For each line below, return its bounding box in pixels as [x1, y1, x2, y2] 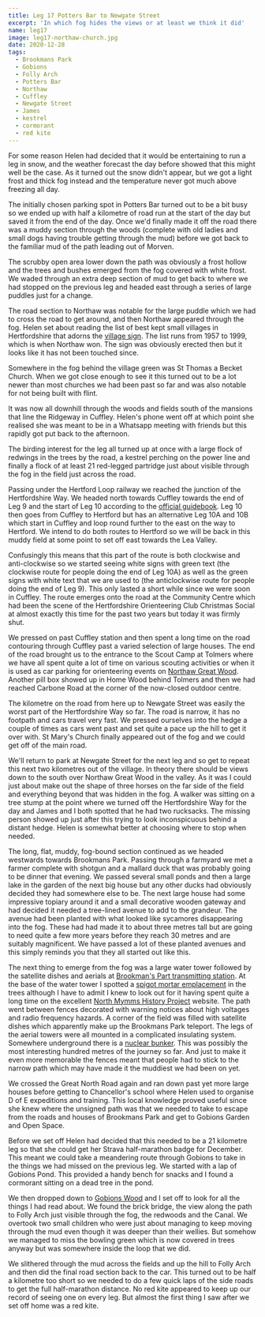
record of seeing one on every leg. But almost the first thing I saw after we [8, 1293, 250, 1302]
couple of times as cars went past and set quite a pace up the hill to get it [8, 724, 247, 733]
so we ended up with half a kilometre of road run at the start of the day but [8, 208, 251, 217]
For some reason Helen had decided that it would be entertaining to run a [8, 151, 246, 160]
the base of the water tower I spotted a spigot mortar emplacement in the [8, 979, 247, 988]
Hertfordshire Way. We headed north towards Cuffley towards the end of [8, 493, 244, 502]
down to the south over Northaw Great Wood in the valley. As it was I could [8, 772, 252, 782]
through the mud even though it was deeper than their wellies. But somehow [8, 1226, 256, 1236]
